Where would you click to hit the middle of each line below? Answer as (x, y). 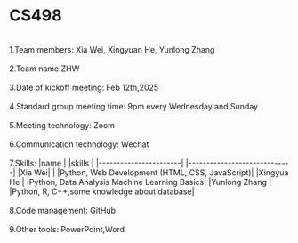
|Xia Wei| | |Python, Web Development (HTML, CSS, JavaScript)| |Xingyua (153, 172)
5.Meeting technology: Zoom (62, 125)
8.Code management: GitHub (62, 210)
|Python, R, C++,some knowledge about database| (102, 191)
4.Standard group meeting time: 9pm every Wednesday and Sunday (134, 106)
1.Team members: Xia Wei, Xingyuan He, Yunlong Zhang (112, 49)
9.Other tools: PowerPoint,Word (67, 229)
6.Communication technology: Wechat (79, 144)
